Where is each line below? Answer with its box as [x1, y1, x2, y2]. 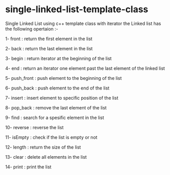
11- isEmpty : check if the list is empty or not [5, 134, 97, 140]
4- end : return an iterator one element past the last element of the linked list [5, 65, 165, 71]
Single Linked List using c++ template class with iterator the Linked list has [5, 20, 161, 26]
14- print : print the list [5, 164, 52, 170]
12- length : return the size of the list [5, 144, 81, 150]
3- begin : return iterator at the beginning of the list [5, 55, 112, 62]
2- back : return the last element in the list [5, 45, 93, 51]
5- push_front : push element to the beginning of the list [5, 75, 122, 81]
